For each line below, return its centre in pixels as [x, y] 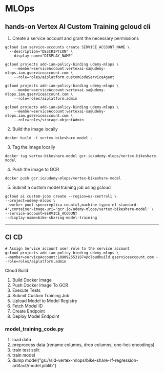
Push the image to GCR [36, 169]
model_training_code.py [34, 329]
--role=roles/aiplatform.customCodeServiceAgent [64, 77]
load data [22, 340]
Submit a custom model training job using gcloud [61, 187]
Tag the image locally [33, 147]
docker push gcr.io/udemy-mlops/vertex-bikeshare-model [63, 178]
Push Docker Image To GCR [40, 285]
